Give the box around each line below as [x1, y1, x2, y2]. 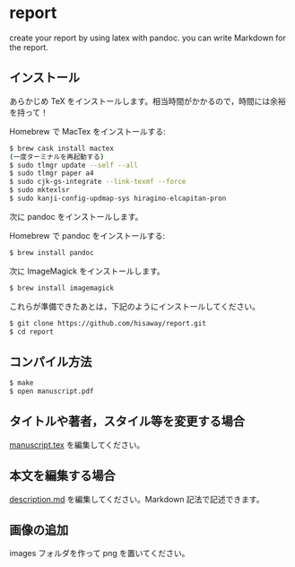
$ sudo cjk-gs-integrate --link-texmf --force [9, 178, 187, 187]
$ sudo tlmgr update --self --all [9, 161, 139, 170]
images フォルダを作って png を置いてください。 [9, 548, 190, 559]
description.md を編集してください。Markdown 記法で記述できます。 [9, 493, 265, 504]
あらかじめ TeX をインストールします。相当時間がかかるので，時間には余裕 [9, 95, 286, 106]
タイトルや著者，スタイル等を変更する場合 [9, 414, 245, 429]
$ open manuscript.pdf [9, 387, 94, 397]
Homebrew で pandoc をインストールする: [9, 230, 166, 240]
